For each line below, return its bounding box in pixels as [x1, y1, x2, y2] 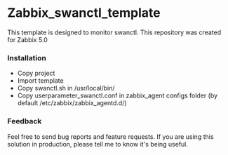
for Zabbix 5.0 [7, 35, 48, 43]
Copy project [17, 69, 55, 78]
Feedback [7, 116, 42, 126]
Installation [7, 53, 47, 62]
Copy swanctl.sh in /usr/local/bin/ [17, 84, 115, 93]
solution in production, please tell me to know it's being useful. [7, 140, 188, 148]
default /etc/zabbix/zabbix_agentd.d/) [17, 99, 128, 107]
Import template [17, 76, 65, 85]
